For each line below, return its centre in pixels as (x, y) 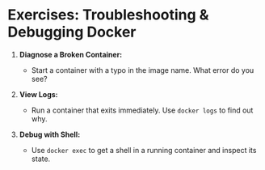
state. (41, 159)
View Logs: (38, 94)
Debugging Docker (72, 32)
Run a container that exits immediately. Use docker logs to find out (142, 110)
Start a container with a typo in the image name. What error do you (143, 70)
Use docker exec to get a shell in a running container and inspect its (144, 150)
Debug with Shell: (50, 134)
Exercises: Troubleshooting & (108, 15)
